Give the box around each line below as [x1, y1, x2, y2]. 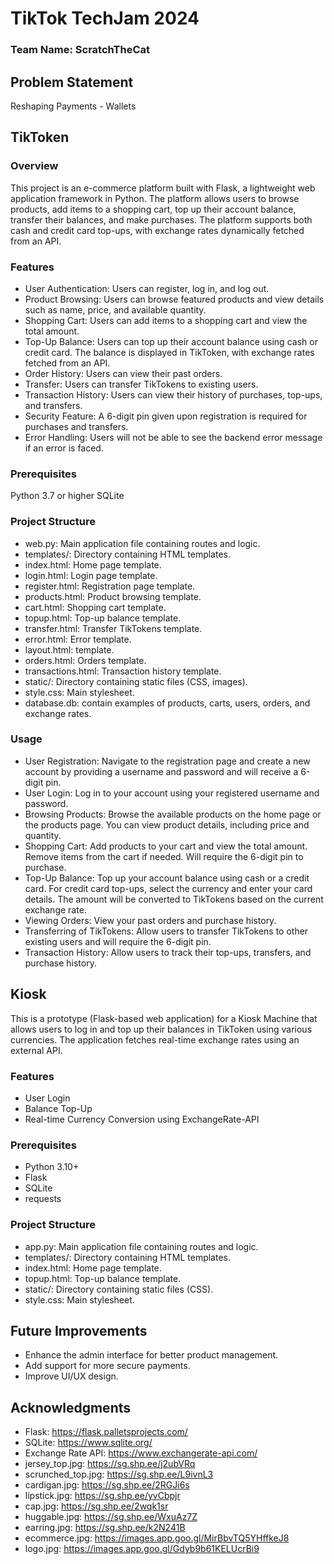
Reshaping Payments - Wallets [10, 100, 137, 112]
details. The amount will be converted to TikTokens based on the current [24, 893, 324, 905]
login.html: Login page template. [24, 569, 158, 581]
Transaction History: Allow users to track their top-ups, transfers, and [24, 946, 312, 958]
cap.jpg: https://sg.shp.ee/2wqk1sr [24, 1500, 169, 1512]
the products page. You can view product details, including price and [24, 818, 310, 831]
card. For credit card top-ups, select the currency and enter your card [24, 882, 313, 894]
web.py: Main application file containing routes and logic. [24, 537, 261, 549]
